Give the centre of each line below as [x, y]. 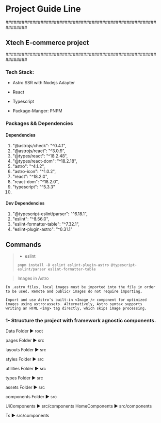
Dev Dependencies [25, 203]
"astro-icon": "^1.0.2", [34, 172]
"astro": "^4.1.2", [29, 166]
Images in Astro [33, 278]
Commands [24, 244]
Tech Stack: [20, 72]
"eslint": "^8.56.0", [31, 219]
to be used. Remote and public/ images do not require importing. [74, 292]
